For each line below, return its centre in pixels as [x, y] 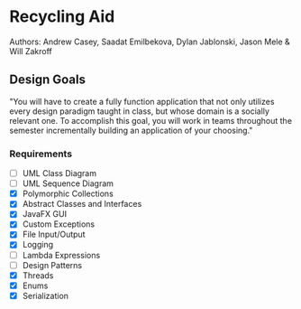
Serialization [46, 295]
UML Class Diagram [59, 173]
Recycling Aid [62, 17]
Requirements [41, 154]
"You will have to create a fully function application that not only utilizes [142, 101]
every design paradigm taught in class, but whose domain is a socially [140, 111]
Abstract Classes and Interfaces [82, 204]
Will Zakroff [31, 51]
